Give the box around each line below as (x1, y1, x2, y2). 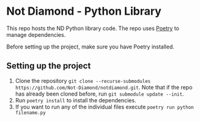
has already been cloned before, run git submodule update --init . (15, 90, 185, 97)
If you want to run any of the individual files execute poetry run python (15, 103, 194, 110)
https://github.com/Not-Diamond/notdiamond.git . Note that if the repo (15, 83, 193, 91)
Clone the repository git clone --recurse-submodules (15, 77, 151, 84)
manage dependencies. (6, 31, 66, 38)
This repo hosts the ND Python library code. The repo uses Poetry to (6, 25, 179, 32)
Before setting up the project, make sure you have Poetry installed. (6, 43, 175, 50)
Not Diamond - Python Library (6, 4, 162, 18)
